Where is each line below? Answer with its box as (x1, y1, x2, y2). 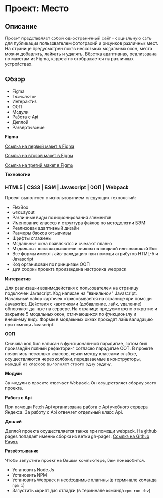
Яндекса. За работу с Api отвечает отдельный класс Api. (5, 409, 123, 415)
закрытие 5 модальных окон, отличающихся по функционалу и (5, 311, 136, 317)
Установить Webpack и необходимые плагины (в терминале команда (12, 477, 157, 483)
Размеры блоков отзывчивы (12, 230, 71, 236)
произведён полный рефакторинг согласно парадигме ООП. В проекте (5, 345, 153, 351)
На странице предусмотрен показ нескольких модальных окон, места (5, 46, 152, 51)
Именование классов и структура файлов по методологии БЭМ (12, 220, 145, 226)
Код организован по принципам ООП (12, 261, 90, 267)
